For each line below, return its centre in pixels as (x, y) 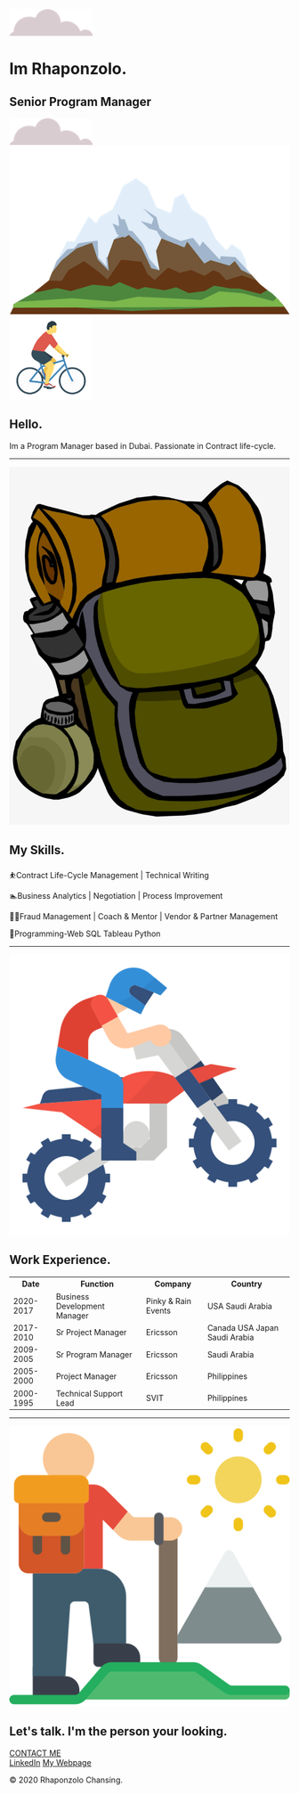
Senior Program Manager (81, 102)
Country (246, 1284)
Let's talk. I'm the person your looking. (118, 1732)
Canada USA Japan (243, 1327)
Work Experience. (60, 1260)
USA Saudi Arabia (240, 1306)
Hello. (26, 424)
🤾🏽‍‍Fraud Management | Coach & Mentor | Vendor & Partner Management (144, 916)
